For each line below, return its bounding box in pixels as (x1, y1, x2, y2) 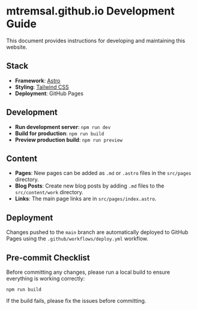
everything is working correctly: (6, 275, 85, 282)
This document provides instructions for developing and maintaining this (6, 37, 186, 44)
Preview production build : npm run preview (14, 136, 123, 143)
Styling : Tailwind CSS (14, 83, 69, 90)
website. (6, 43, 28, 51)
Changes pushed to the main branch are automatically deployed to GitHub (6, 229, 189, 236)
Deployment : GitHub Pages (14, 89, 84, 97)
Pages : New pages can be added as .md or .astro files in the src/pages (14, 169, 192, 177)
